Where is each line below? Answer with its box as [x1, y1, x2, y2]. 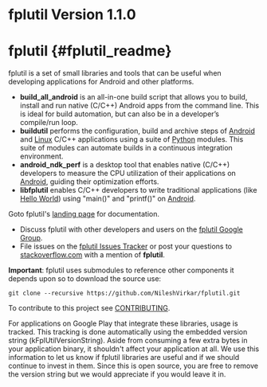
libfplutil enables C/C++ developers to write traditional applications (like [19, 186, 257, 195]
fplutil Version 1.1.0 [8, 6, 137, 24]
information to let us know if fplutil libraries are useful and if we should [8, 353, 240, 362]
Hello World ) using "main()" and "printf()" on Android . [19, 193, 196, 204]
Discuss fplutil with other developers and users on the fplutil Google [19, 225, 243, 234]
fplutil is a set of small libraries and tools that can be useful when [8, 68, 222, 78]
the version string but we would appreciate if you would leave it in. [8, 369, 226, 379]
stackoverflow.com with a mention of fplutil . [19, 250, 166, 260]
